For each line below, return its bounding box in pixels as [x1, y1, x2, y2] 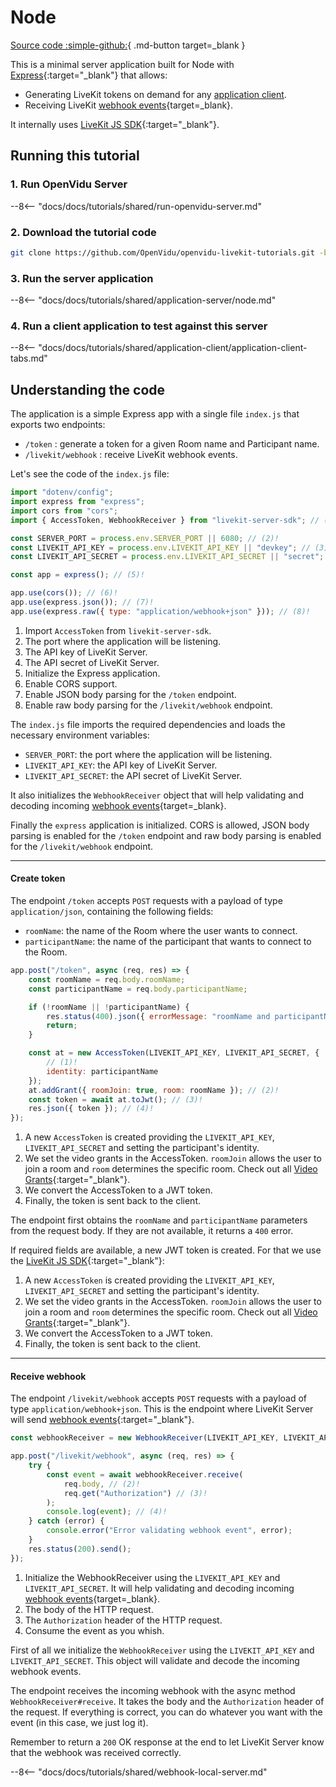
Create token [10, 872, 66, 885]
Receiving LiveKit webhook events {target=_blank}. [24, 99, 234, 111]
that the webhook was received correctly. [10, 1746, 182, 1758]
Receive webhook [10, 1370, 87, 1382]
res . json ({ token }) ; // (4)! [28, 1104, 155, 1114]
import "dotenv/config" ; [10, 487, 114, 498]
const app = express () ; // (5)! [10, 570, 145, 580]
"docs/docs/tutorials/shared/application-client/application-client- [38, 342, 308, 354]
